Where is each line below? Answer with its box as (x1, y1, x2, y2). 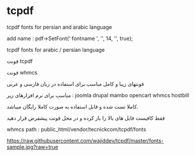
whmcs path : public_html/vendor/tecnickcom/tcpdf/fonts (6, 126, 147, 133)
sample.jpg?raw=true (6, 143, 58, 150)
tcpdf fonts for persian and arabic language (6, 23, 113, 30)
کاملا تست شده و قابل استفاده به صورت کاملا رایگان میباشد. (6, 103, 139, 110)
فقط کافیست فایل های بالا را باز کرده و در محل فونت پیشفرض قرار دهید (6, 114, 166, 121)
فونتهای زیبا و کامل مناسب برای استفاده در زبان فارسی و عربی (6, 80, 144, 87)
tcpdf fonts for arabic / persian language (6, 46, 105, 53)
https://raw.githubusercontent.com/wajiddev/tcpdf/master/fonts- (6, 137, 164, 144)
